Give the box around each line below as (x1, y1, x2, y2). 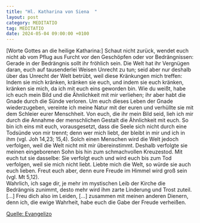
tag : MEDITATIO (6, 25, 44, 32)
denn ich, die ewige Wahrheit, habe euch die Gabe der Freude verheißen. (6, 199, 187, 206)
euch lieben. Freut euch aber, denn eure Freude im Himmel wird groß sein (6, 167, 187, 174)
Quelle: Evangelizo (6, 211, 52, 218)
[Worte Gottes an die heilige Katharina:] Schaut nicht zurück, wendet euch (6, 47, 189, 54)
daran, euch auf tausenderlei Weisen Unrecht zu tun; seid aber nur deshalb (6, 66, 191, 73)
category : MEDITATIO (6, 20, 58, 26)
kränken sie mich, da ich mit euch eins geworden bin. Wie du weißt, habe (6, 85, 186, 92)
